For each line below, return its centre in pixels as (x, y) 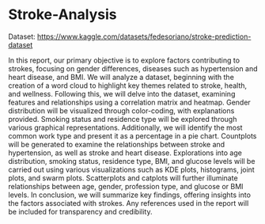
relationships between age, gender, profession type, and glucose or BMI (126, 186)
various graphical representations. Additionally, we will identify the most (125, 127)
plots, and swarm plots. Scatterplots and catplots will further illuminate (123, 178)
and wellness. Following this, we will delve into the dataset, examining (122, 93)
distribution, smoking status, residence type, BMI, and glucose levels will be (132, 161)
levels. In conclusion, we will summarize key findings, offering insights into (130, 195)
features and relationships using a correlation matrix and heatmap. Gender (129, 102)
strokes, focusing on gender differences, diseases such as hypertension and (133, 68)
